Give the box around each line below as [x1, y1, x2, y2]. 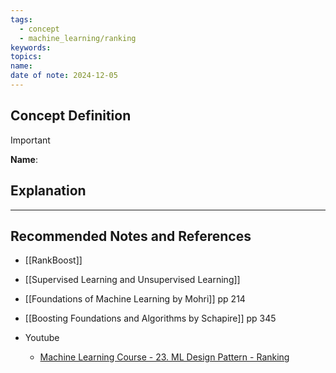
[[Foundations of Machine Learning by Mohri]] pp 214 [24, 293, 246, 305]
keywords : [10, 42, 52, 53]
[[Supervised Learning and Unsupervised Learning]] [24, 274, 241, 286]
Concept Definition [10, 107, 132, 125]
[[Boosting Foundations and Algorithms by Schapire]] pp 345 [24, 312, 277, 325]
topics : [10, 52, 43, 62]
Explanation [10, 182, 87, 200]
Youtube [24, 332, 60, 344]
